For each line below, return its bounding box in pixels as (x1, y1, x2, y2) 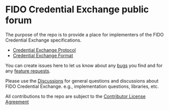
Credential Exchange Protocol (12, 47, 76, 53)
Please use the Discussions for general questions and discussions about (5, 78, 159, 84)
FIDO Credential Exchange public (5, 4, 149, 15)
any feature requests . (5, 68, 51, 74)
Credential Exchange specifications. (5, 37, 82, 43)
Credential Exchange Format (12, 52, 73, 59)
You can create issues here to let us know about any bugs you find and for (5, 62, 163, 68)
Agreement (5, 99, 29, 105)
